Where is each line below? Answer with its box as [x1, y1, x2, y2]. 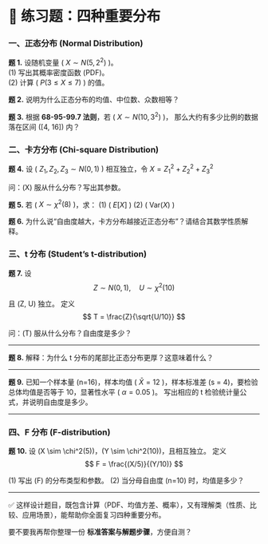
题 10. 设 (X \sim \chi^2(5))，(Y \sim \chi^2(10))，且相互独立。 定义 [8, 447, 227, 456]
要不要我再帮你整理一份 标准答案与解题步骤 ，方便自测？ [8, 527, 192, 537]
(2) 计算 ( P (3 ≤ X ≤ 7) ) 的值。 [8, 77, 109, 88]
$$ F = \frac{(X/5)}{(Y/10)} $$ [85, 459, 183, 469]
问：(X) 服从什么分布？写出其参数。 [8, 182, 125, 192]
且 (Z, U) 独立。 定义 [8, 299, 76, 308]
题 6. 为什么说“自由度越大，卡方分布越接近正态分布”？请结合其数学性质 [8, 216, 242, 226]
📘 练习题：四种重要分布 [8, 7, 161, 26]
